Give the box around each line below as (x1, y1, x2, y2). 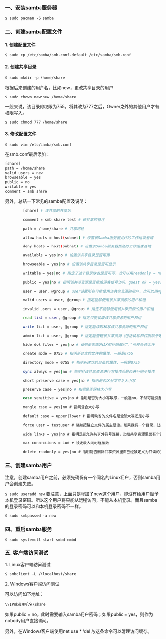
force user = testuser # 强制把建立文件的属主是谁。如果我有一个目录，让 (23, 422, 161, 428)
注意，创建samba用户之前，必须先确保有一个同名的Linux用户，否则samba (5, 474, 156, 480)
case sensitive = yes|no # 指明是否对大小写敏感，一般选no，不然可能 (23, 396, 155, 401)
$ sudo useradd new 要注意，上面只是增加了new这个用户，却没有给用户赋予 (5, 491, 159, 497)
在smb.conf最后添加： (5, 151, 51, 157)
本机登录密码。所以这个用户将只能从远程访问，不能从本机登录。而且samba (5, 497, 158, 503)
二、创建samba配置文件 (5, 28, 63, 35)
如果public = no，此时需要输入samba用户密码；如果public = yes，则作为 (5, 611, 153, 617)
